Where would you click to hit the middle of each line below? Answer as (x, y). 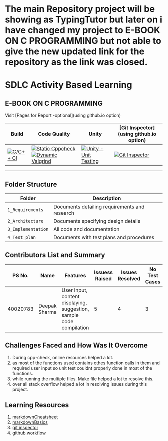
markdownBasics (30, 422)
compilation (75, 327)
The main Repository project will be (80, 9)
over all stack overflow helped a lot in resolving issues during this (80, 384)
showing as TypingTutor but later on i (84, 20)
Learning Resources (37, 405)
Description (107, 198)
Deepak (48, 306)
